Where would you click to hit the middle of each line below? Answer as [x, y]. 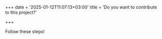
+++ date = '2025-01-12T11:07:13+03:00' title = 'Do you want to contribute [81, 7]
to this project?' [21, 12]
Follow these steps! [25, 31]
